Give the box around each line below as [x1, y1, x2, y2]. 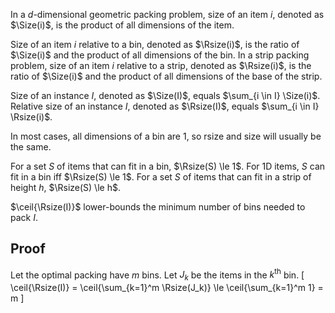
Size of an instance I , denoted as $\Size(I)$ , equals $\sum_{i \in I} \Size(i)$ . [10, 90, 321, 101]
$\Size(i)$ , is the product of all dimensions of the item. [10, 19, 235, 31]
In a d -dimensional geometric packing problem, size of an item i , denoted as [10, 9, 325, 20]
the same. [10, 141, 52, 153]
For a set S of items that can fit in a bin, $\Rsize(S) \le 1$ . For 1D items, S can [10, 160, 326, 172]
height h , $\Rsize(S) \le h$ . [10, 182, 121, 193]
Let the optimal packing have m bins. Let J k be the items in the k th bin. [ [10, 267, 305, 283]
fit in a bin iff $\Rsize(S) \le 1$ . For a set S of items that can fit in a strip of [10, 171, 312, 183]
